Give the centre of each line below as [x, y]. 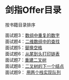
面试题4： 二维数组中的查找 [33, 41]
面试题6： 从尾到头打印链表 [33, 54]
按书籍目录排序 [20, 25]
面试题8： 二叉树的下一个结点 [34, 66]
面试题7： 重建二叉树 [26, 60]
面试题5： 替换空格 [24, 47]
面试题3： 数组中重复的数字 [33, 35]
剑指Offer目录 [33, 10]
